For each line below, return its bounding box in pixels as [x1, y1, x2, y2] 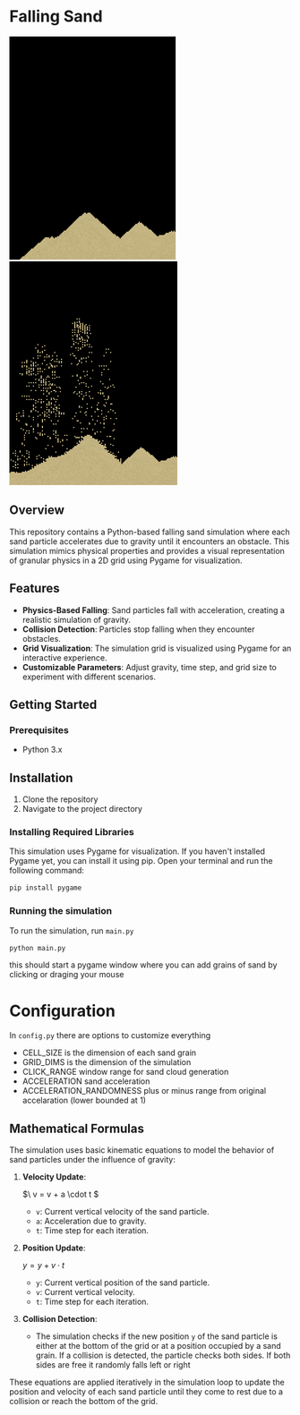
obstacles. [21, 633, 61, 644]
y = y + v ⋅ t [21, 1260, 65, 1271]
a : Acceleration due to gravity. [35, 1215, 147, 1227]
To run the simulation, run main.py [9, 925, 134, 936]
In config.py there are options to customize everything [9, 1030, 211, 1041]
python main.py [9, 943, 66, 952]
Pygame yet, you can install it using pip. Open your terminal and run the [9, 856, 273, 866]
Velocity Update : [21, 1172, 87, 1182]
